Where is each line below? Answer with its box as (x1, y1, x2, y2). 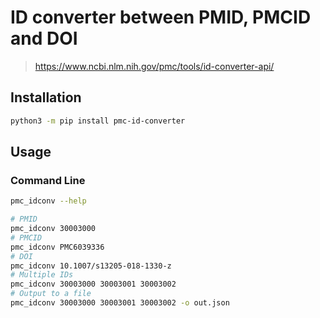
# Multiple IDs (10, 270, 74, 280)
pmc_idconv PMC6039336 (10, 242, 105, 252)
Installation (10, 89, 82, 106)
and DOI (10, 27, 78, 50)
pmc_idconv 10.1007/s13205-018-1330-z (10, 261, 172, 271)
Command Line (10, 173, 86, 187)
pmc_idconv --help (10, 196, 87, 206)
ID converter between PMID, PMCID (10, 6, 312, 29)
